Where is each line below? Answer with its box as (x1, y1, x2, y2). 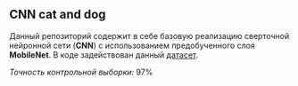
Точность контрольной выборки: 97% (9, 66, 153, 77)
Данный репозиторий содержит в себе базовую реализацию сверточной (9, 30, 290, 41)
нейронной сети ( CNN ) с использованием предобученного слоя (9, 40, 256, 51)
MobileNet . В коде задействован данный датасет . (9, 49, 199, 60)
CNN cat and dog (9, 7, 106, 22)
